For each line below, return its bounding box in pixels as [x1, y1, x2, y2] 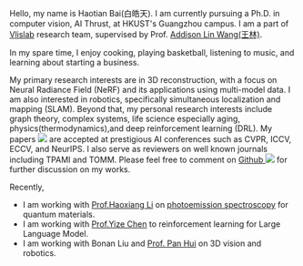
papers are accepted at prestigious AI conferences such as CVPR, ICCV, [9, 134, 292, 144]
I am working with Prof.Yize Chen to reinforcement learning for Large [22, 219, 281, 230]
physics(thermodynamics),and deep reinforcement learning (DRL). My [9, 123, 273, 134]
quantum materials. [22, 209, 96, 220]
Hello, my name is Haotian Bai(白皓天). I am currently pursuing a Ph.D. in [9, 8, 280, 18]
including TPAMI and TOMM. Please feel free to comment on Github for [9, 154, 288, 165]
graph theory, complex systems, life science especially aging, [9, 113, 241, 124]
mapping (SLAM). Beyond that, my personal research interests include [9, 104, 273, 114]
